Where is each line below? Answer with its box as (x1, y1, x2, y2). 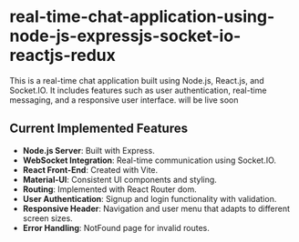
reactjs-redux (9, 45, 116, 66)
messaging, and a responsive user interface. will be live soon (9, 94, 239, 106)
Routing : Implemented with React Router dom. (22, 184, 198, 195)
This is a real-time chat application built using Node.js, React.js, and (9, 75, 264, 86)
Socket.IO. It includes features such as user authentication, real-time (9, 85, 267, 96)
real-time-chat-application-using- (9, 6, 275, 27)
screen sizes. (22, 212, 73, 224)
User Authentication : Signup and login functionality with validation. (22, 193, 277, 204)
